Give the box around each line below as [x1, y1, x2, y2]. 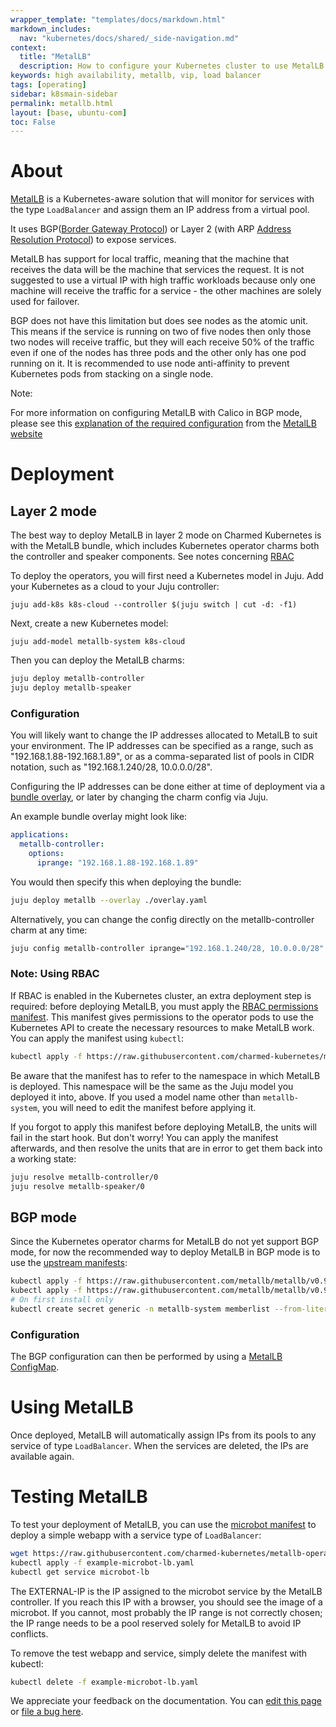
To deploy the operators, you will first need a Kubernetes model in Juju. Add [10, 570, 324, 582]
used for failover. [10, 296, 80, 308]
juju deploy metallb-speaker [10, 683, 132, 693]
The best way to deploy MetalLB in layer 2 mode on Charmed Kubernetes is [10, 529, 322, 541]
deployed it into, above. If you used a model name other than [10, 1091, 261, 1103]
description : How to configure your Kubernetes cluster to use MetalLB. [19, 61, 329, 71]
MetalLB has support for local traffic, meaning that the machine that [10, 253, 290, 265]
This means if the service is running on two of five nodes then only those [10, 326, 312, 338]
